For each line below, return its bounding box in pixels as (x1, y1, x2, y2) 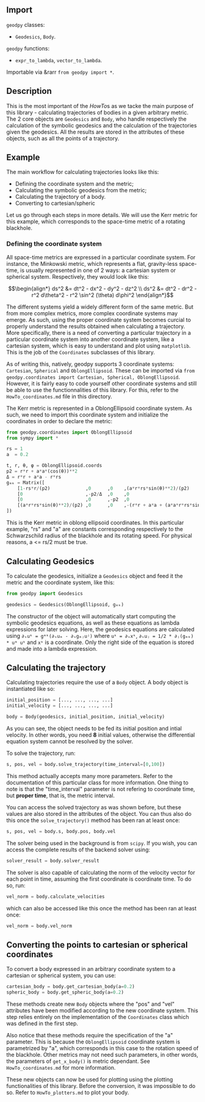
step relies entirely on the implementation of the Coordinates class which (6, 1014, 189, 1021)
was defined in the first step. (6, 1020, 78, 1027)
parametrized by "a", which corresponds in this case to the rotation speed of (6, 1045, 199, 1052)
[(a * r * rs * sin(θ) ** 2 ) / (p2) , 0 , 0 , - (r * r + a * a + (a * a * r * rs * (17, 503, 193, 509)
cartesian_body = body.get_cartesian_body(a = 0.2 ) (6, 984, 135, 990)
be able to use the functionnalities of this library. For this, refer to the (6, 386, 179, 393)
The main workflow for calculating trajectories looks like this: (6, 168, 159, 176)
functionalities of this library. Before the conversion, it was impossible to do (6, 1082, 196, 1090)
